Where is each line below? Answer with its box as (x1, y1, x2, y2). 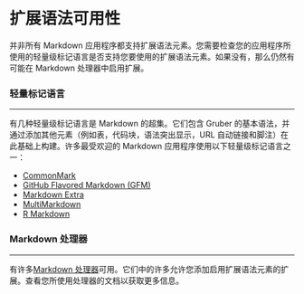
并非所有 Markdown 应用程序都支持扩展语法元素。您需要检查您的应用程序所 (9, 40, 291, 51)
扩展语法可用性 (9, 8, 121, 29)
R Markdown (22, 209, 71, 220)
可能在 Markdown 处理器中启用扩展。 (9, 62, 149, 73)
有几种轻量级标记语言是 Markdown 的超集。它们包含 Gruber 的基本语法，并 (9, 119, 290, 129)
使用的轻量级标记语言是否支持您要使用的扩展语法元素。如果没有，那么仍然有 (9, 51, 295, 62)
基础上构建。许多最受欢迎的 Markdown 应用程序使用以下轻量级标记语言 (16, 141, 283, 152)
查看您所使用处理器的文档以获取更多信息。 (24, 275, 184, 286)
